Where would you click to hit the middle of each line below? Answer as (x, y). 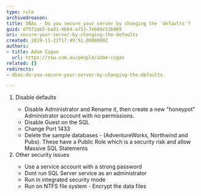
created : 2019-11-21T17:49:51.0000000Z (57, 40)
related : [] (21, 63)
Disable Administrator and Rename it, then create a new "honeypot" (110, 109)
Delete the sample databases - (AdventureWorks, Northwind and (106, 135)
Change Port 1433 (47, 129)
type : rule (20, 12)
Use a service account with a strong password (83, 167)
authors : (17, 47)
